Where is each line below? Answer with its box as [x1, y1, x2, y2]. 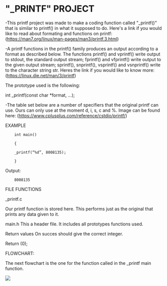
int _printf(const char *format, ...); [5, 92, 75, 98]
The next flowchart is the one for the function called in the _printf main [5, 260, 151, 266]
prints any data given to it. [5, 211, 59, 217]
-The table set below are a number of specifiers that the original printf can [5, 102, 159, 108]
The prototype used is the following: [5, 82, 80, 88]
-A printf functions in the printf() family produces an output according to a [5, 45, 158, 52]
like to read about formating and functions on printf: [5, 30, 112, 36]
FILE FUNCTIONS [5, 186, 42, 192]
